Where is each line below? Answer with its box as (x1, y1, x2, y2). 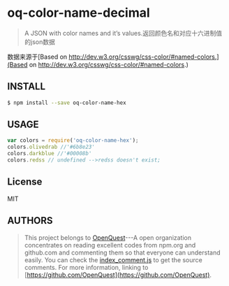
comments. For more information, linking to (24, 263, 149, 271)
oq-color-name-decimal (7, 5, 150, 21)
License (7, 176, 43, 188)
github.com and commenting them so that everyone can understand (24, 248, 221, 257)
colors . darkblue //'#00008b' (7, 150, 92, 157)
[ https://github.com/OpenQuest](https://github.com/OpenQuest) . (24, 271, 212, 279)
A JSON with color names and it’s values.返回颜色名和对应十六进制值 (24, 29, 222, 37)
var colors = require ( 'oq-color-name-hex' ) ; (7, 137, 139, 144)
